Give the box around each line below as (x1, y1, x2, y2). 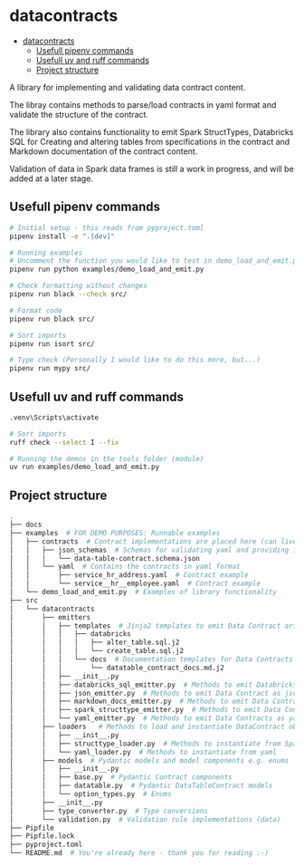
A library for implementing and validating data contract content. (9, 82, 246, 92)
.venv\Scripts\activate (9, 413, 100, 422)
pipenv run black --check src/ (9, 290, 128, 299)
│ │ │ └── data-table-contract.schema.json (9, 553, 201, 563)
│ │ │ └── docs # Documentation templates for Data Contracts (9, 655, 294, 664)
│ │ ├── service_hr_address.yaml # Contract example (9, 571, 249, 580)
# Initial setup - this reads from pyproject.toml (9, 223, 204, 232)
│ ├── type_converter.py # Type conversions (9, 806, 208, 815)
